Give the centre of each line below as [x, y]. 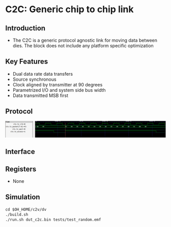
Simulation [23, 197]
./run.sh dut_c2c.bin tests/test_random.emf [53, 219]
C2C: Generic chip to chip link [69, 9]
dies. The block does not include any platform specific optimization [83, 46]
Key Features [27, 62]
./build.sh [17, 214]
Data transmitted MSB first [40, 95]
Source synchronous [35, 79]
